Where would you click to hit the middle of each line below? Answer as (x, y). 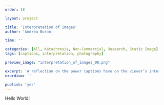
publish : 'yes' (20, 85)
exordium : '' (18, 76)
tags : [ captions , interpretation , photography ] (54, 54)
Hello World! (18, 98)
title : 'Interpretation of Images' (41, 27)
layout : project (21, 18)
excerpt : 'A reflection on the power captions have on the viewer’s (76, 71)
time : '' (14, 40)
